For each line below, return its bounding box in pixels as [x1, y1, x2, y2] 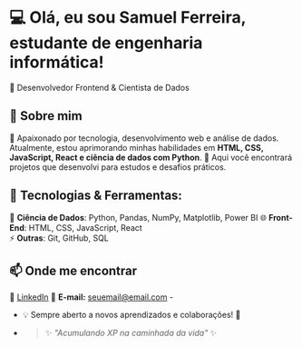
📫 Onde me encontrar [9, 263, 138, 278]
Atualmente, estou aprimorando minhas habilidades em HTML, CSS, [9, 142, 264, 153]
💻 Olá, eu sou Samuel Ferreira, [9, 7, 247, 28]
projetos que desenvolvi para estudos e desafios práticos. [9, 161, 227, 173]
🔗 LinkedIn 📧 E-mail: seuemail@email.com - [9, 292, 174, 302]
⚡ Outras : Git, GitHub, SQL [9, 233, 109, 243]
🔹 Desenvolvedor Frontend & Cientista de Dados [9, 82, 190, 93]
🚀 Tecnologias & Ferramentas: [9, 188, 183, 203]
